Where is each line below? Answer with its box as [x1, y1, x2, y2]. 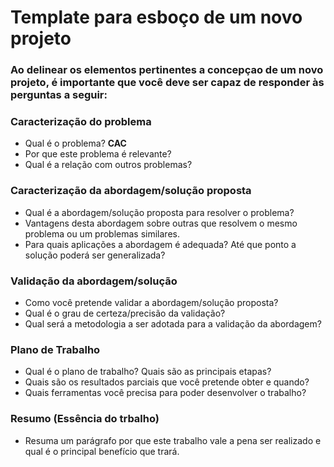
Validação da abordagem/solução [10, 274, 178, 288]
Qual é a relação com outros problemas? [24, 159, 193, 171]
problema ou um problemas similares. [24, 227, 180, 240]
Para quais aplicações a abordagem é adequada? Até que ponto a [24, 238, 297, 250]
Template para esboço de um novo [10, 6, 303, 29]
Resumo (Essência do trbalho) [10, 412, 160, 426]
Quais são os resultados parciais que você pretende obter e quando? [24, 376, 310, 388]
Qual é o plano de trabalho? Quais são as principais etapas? [24, 366, 272, 378]
